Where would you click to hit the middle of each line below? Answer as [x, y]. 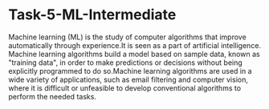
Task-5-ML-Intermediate [92, 15]
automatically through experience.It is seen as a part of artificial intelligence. [135, 45]
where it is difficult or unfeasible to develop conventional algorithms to [125, 88]
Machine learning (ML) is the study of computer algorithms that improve [127, 37]
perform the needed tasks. [52, 96]
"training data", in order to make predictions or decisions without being [125, 63]
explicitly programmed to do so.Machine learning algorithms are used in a [130, 71]
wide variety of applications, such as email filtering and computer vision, [128, 79]
